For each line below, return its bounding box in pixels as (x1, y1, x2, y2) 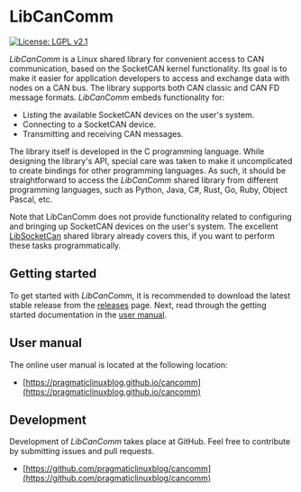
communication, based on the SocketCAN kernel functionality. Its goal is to (9, 63, 287, 74)
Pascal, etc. (9, 194, 53, 205)
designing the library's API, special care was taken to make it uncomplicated (9, 155, 293, 166)
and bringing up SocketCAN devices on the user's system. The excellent (9, 221, 278, 232)
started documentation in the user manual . (9, 309, 168, 320)
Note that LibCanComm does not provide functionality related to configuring (9, 211, 293, 222)
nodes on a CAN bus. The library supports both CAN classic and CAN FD (9, 82, 280, 93)
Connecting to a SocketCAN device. (22, 119, 156, 130)
